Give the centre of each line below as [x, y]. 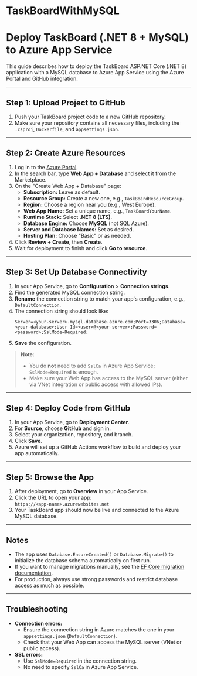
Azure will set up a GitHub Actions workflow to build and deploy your [98, 447]
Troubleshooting [37, 610]
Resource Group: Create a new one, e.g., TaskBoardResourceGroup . [103, 198]
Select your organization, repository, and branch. [74, 435]
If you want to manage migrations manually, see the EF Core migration [99, 567]
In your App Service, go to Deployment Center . [72, 422]
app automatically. [37, 453]
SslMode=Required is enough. [64, 372]
